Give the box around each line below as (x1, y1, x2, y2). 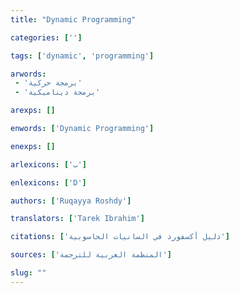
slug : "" (10, 268, 47, 278)
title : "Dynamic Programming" (10, 14, 137, 25)
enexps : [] (10, 141, 56, 151)
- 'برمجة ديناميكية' (14, 87, 101, 98)
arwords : (10, 69, 47, 79)
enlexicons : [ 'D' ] (10, 177, 87, 188)
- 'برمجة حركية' (14, 78, 83, 88)
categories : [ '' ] (10, 32, 83, 43)
